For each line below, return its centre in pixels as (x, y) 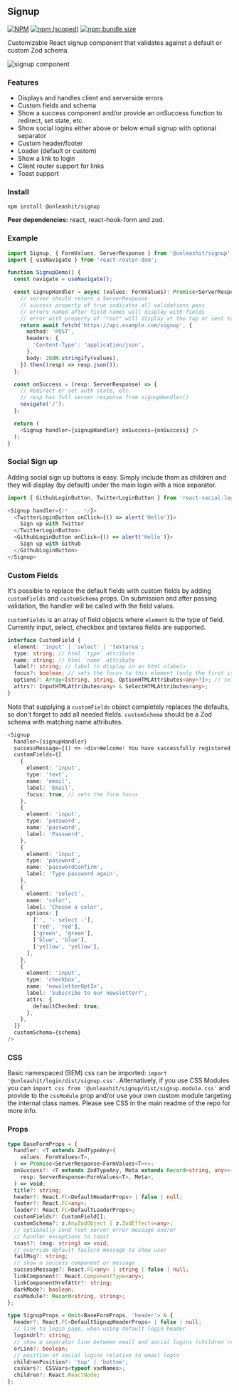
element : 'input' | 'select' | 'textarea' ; (79, 647)
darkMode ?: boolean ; (44, 1290)
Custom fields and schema (57, 105)
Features (23, 83)
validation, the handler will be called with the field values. (91, 606)
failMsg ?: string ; (41, 1256)
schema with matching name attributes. (65, 722)
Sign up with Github (51, 544)
